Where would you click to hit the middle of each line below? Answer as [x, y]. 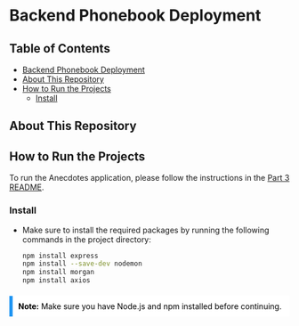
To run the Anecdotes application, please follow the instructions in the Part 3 [149, 178]
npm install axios [56, 281]
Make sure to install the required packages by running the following [145, 230]
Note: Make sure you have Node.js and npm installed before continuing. [150, 306]
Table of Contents [60, 49]
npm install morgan [58, 273]
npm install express [60, 256]
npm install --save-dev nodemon [82, 264]
